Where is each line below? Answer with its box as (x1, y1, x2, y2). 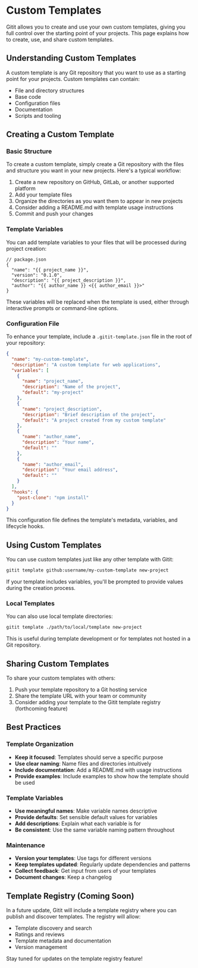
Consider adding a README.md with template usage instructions (14, 204, 174, 211)
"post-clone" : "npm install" (17, 495, 89, 501)
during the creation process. (6, 585, 76, 592)
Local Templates (6, 599, 55, 608)
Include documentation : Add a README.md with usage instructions (14, 766, 183, 773)
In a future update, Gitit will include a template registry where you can (6, 907, 177, 914)
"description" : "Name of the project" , (21, 384, 121, 390)
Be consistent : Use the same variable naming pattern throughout (14, 826, 175, 833)
